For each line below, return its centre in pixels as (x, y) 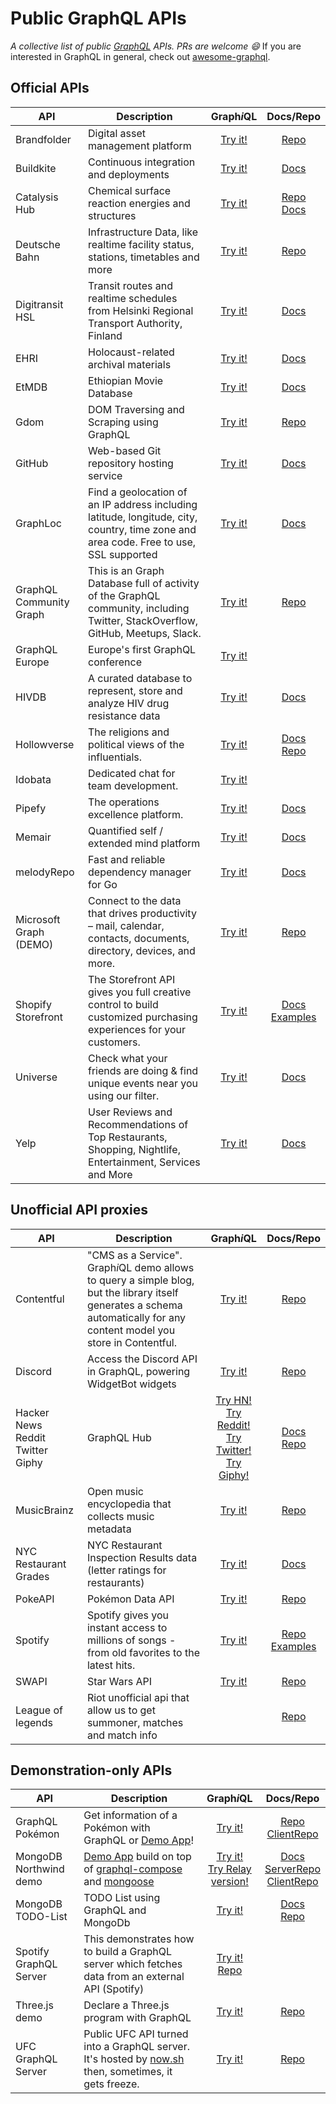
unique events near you (143, 1083)
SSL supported (123, 554)
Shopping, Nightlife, (134, 1149)
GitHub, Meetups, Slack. (145, 633)
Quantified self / (126, 830)
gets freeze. (111, 2084)
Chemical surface (130, 190)
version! (229, 1882)
